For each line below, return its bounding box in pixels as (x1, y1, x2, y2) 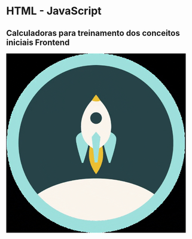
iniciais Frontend (6, 37, 70, 47)
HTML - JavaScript (6, 4, 102, 18)
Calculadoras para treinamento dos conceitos (6, 28, 181, 38)
